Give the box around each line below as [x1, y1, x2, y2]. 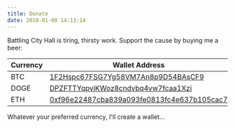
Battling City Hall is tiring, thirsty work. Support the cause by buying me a [7, 36, 219, 44]
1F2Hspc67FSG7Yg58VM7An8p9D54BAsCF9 [49, 71, 204, 81]
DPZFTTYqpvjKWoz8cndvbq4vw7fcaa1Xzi [49, 83, 192, 93]
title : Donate [7, 10, 49, 17]
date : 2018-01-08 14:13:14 [7, 17, 86, 24]
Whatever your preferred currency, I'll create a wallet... [7, 113, 165, 121]
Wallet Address [113, 60, 165, 70]
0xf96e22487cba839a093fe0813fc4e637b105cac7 [49, 94, 228, 104]
